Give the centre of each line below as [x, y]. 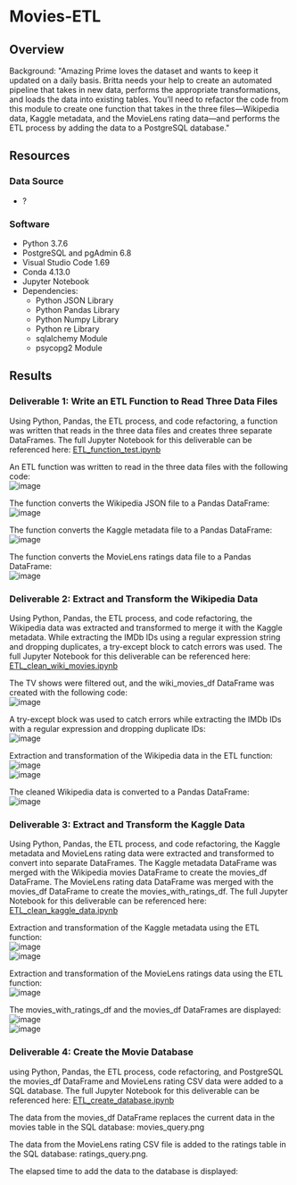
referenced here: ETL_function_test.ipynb [85, 450]
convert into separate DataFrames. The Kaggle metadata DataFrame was [143, 863]
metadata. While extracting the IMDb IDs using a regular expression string [145, 637]
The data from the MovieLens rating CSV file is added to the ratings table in [148, 1144]
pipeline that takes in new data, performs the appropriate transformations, [145, 90]
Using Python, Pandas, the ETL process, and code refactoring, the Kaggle [145, 844]
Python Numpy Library [77, 319]
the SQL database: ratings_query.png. [79, 1154]
